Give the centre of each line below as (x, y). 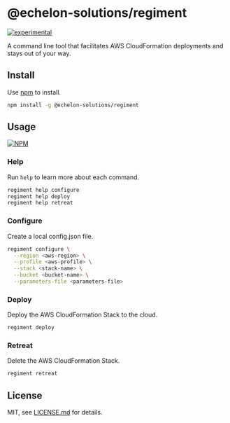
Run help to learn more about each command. (73, 177)
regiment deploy (31, 328)
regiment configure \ (39, 249)
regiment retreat (33, 374)
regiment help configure (43, 190)
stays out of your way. (39, 53)
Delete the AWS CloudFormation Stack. (64, 361)
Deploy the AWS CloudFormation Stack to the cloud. (82, 315)
